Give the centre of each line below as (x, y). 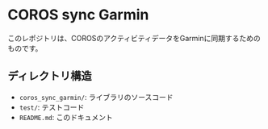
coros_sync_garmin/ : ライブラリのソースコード (96, 97)
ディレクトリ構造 (50, 76)
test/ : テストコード (52, 107)
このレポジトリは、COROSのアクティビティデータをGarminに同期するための (134, 38)
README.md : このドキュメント (66, 117)
